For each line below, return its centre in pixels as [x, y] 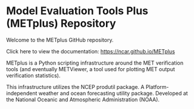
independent [22, 93]
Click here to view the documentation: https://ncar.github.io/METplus [91, 51]
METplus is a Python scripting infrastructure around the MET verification [95, 63]
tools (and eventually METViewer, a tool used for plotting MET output [91, 69]
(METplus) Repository [61, 23]
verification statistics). [33, 75]
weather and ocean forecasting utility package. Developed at [113, 93]
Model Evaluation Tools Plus [77, 11]
